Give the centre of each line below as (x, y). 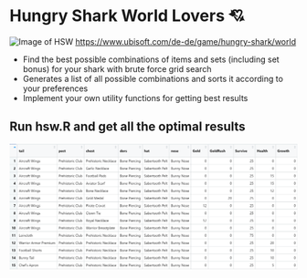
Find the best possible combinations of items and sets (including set (151, 59)
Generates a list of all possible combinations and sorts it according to (153, 78)
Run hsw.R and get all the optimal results (127, 127)
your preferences (55, 88)
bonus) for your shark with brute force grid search (117, 68)
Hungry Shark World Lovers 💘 (127, 16)
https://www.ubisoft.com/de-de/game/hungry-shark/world (186, 41)
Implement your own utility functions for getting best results (135, 98)
